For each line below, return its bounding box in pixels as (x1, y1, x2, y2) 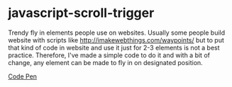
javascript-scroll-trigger (8, 5, 155, 21)
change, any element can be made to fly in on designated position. (8, 58, 203, 66)
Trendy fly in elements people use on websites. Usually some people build (8, 28, 226, 37)
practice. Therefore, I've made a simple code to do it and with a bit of (8, 51, 210, 59)
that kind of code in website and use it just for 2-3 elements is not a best (8, 43, 220, 52)
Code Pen (8, 72, 38, 81)
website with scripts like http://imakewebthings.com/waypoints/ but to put (8, 35, 224, 44)
